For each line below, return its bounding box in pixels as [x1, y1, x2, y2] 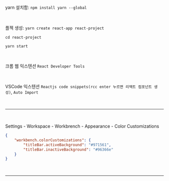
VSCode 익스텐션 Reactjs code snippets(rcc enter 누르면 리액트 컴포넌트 [5, 84, 152, 89]
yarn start [5, 44, 28, 49]
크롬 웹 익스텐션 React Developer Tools [5, 63, 85, 69]
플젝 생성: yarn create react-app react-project [5, 25, 104, 31]
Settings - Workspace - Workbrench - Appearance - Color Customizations [5, 123, 159, 129]
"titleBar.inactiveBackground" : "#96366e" [23, 147, 114, 152]
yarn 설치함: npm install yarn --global [5, 5, 87, 10]
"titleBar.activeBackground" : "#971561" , [23, 142, 112, 147]
